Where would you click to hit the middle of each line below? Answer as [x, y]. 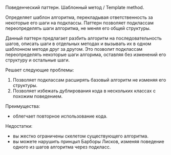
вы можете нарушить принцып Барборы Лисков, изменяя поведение [89, 141]
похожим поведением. [38, 96]
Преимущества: [23, 106]
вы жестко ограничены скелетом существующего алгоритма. [80, 136]
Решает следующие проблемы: [40, 70]
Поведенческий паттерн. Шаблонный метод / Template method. [75, 7]
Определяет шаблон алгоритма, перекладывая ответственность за [79, 17]
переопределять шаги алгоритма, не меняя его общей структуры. [78, 28]
